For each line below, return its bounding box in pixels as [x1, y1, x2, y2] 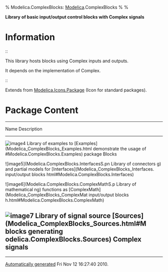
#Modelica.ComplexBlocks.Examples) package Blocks [5, 151, 117, 157]
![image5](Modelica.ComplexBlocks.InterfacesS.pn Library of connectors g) [5, 161, 161, 167]
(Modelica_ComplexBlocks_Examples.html [5, 146, 92, 152]
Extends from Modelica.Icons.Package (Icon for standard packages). [5, 87, 147, 93]
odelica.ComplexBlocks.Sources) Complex [5, 235, 141, 244]
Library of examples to [26, 140, 73, 146]
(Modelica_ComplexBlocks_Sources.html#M [5, 219, 146, 228]
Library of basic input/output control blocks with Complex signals [5, 14, 144, 20]
